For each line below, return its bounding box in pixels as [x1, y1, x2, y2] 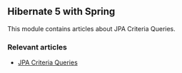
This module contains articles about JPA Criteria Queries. [7, 24, 176, 33]
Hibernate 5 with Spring [7, 6, 116, 18]
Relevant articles [7, 42, 68, 52]
